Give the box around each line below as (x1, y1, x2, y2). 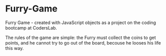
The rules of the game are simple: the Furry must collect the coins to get (5, 34, 156, 40)
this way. (5, 45, 24, 51)
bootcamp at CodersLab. (5, 24, 57, 30)
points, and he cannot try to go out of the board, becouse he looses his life (5, 39, 161, 45)
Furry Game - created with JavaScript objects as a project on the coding (5, 19, 156, 25)
